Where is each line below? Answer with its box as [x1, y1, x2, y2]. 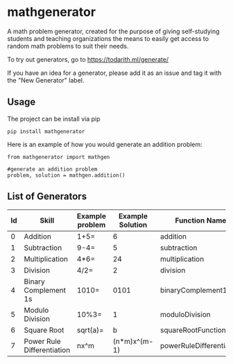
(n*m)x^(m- [112, 336, 154, 346]
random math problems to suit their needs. [7, 42, 129, 50]
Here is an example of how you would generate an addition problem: [7, 140, 202, 148]
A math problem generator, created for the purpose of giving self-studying [7, 27, 220, 35]
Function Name [175, 216, 227, 225]
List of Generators [7, 191, 87, 202]
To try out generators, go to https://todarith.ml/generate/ [7, 55, 169, 63]
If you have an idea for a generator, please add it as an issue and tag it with [7, 69, 222, 77]
